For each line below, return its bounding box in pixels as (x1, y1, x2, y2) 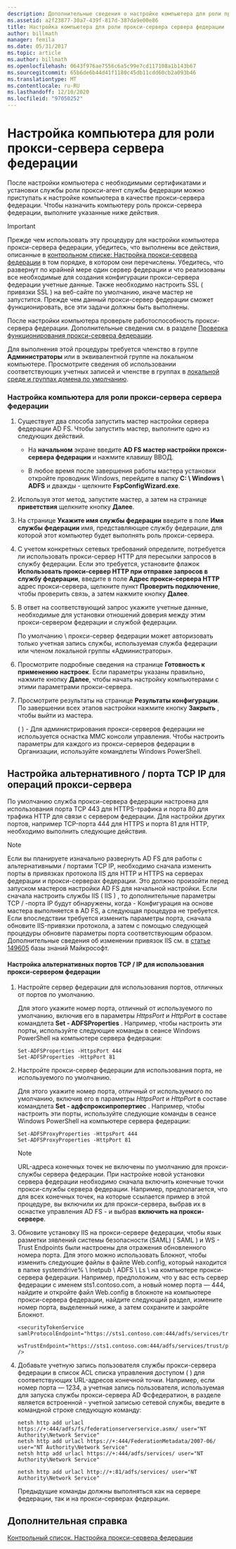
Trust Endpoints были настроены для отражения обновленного (17, 1243, 206, 1252)
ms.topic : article (7, 50, 61, 57)
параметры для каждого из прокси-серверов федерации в (17, 740, 195, 748)
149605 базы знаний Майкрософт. (7, 944, 110, 953)
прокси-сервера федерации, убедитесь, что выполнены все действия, (7, 243, 220, 251)
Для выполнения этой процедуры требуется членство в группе (7, 345, 199, 353)
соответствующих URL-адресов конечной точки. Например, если (17, 1376, 216, 1385)
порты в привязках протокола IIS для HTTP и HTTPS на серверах (7, 869, 204, 878)
